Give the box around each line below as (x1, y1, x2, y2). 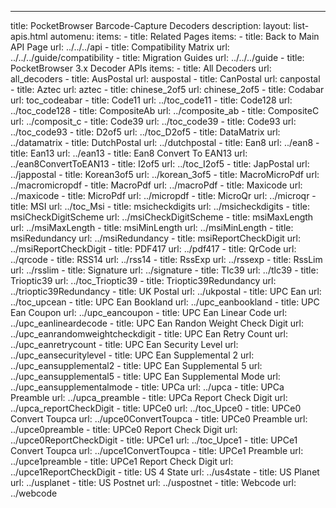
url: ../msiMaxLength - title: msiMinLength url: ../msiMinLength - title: (10, 222, 294, 233)
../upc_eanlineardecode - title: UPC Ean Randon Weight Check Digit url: (10, 317, 305, 329)
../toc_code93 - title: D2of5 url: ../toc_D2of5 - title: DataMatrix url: (10, 126, 281, 138)
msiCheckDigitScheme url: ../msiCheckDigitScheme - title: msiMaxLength (10, 211, 314, 223)
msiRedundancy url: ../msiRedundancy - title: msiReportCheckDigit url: (10, 232, 302, 244)
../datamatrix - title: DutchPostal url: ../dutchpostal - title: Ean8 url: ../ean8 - (10, 137, 320, 148)
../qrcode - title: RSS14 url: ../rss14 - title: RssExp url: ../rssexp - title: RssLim (10, 254, 323, 265)
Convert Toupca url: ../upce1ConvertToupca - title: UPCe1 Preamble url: (10, 445, 304, 456)
